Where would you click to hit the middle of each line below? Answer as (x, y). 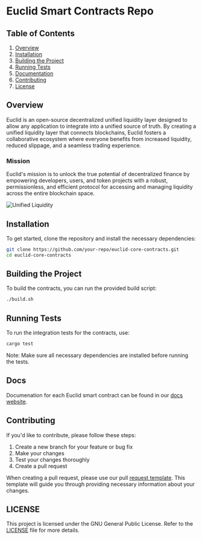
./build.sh (20, 300)
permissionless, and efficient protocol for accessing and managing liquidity (99, 187)
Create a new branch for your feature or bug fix (74, 447)
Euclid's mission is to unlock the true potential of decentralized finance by (98, 174)
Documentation (34, 73)
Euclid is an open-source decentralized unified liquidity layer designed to (97, 119)
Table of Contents (41, 33)
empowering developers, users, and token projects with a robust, (87, 181)
